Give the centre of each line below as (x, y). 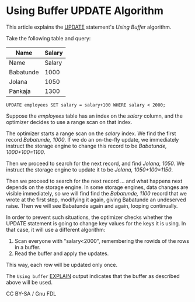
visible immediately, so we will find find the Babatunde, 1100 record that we (96, 193)
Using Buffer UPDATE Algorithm (85, 11)
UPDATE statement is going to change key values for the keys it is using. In (96, 223)
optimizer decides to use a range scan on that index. (69, 122)
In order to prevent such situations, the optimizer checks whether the (89, 217)
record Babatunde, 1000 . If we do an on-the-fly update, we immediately (93, 139)
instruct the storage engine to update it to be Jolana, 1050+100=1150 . (90, 169)
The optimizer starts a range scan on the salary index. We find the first (91, 133)
